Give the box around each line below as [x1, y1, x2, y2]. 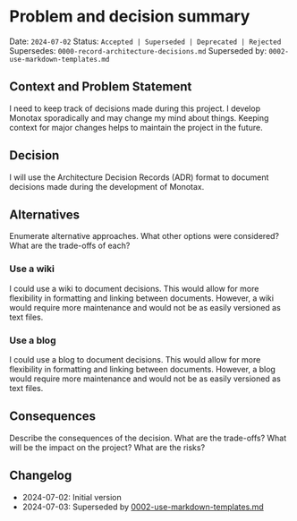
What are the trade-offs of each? [9, 240, 131, 252]
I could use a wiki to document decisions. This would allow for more [9, 283, 259, 294]
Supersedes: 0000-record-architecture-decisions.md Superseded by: [9, 45, 267, 56]
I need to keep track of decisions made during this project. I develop [9, 103, 261, 114]
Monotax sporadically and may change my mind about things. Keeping [9, 112, 269, 123]
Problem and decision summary [9, 6, 250, 27]
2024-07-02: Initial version [21, 491, 123, 502]
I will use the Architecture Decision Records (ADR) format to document [9, 172, 269, 183]
